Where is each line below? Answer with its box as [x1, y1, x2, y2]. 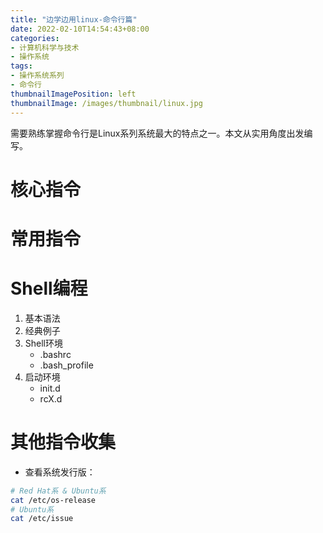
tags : [10, 61, 33, 71]
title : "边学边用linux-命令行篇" [10, 14, 138, 25]
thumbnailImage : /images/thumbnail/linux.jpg [10, 98, 203, 108]
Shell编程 [10, 277, 88, 300]
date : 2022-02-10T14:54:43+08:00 [10, 24, 150, 34]
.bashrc [39, 348, 72, 360]
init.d [39, 382, 61, 394]
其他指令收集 [10, 431, 117, 453]
